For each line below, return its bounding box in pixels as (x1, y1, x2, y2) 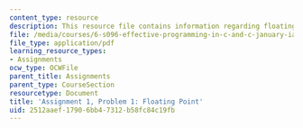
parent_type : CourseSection (9, 80, 115, 89)
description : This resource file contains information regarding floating (9, 22, 297, 31)
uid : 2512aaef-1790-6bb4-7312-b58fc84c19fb (9, 105, 176, 114)
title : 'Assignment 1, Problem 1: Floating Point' (9, 96, 204, 106)
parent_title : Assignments (9, 72, 111, 81)
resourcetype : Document (9, 88, 99, 97)
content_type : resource (9, 13, 99, 23)
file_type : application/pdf (9, 38, 115, 48)
